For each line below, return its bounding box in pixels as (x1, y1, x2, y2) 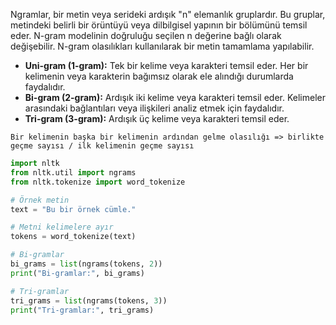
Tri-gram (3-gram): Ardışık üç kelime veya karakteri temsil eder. (24, 113, 290, 124)
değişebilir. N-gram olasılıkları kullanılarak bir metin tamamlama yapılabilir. (10, 40, 315, 52)
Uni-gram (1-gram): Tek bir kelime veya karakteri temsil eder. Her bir (24, 60, 309, 71)
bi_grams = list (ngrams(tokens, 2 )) (10, 259, 163, 269)
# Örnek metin (10, 195, 70, 205)
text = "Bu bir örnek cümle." (10, 204, 137, 214)
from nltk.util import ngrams (10, 167, 137, 178)
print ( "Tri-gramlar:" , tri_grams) (10, 305, 155, 315)
